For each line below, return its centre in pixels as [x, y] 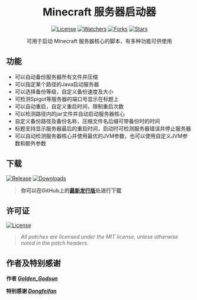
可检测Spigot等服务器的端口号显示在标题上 [67, 99]
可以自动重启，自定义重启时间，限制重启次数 [69, 106]
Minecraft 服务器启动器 [99, 12]
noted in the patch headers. [54, 243]
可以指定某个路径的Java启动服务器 [57, 84]
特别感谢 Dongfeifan [32, 291]
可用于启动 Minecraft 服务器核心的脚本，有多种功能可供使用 [99, 41]
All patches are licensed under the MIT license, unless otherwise [99, 237]
